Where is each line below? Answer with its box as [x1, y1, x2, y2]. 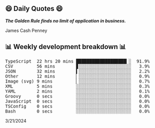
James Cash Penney [5, 27, 47, 33]
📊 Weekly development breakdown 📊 [5, 42, 126, 51]
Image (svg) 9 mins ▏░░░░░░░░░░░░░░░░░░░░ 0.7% [5, 78, 150, 84]
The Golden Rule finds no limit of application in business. [5, 17, 126, 23]
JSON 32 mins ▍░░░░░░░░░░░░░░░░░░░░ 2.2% [5, 68, 150, 74]
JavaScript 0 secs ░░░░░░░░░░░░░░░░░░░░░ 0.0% [5, 98, 150, 104]
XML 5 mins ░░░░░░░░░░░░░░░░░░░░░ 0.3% [5, 83, 150, 89]
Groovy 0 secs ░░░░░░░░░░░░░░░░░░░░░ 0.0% [5, 93, 150, 99]
